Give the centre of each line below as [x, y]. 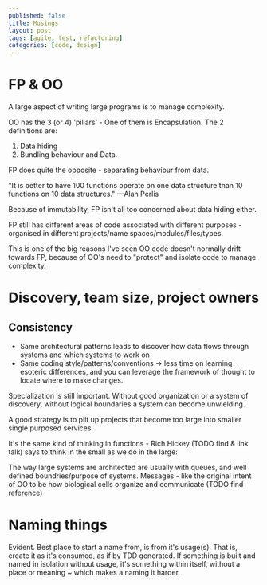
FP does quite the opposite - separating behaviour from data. [109, 170]
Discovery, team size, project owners [134, 298]
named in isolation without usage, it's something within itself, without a [124, 564]
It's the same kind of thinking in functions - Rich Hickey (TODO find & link [128, 444]
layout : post [30, 30]
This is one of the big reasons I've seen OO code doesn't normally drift [125, 249]
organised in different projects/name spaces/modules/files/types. [116, 234]
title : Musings [33, 23]
